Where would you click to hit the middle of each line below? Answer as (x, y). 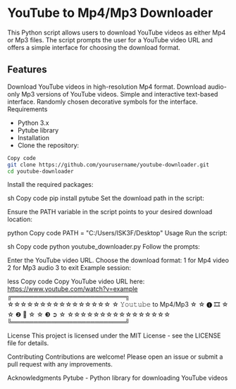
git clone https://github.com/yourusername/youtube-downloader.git (108, 165)
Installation (33, 137)
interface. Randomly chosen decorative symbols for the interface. (103, 101)
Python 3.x (33, 123)
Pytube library (38, 130)
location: (20, 219)
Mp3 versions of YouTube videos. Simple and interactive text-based (119, 94)
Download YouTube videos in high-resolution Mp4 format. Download (107, 87)
